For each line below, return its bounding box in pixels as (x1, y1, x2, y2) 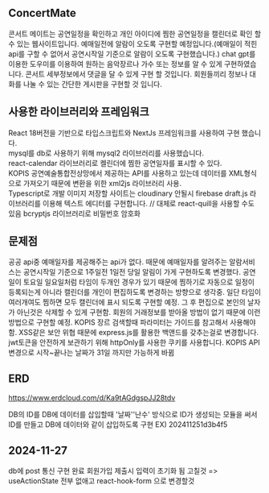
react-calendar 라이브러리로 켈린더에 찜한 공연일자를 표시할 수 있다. (8, 158, 222, 168)
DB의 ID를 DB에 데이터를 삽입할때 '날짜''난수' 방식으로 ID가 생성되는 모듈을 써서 (8, 410, 258, 420)
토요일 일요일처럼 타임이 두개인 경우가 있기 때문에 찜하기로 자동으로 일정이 (22, 277, 255, 287)
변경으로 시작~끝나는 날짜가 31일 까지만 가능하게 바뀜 (8, 348, 175, 358)
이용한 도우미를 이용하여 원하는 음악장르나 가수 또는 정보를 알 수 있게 (8, 59, 222, 68)
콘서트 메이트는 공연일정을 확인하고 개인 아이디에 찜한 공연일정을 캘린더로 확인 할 (8, 28, 262, 39)
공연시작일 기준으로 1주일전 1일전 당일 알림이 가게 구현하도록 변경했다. (22, 267, 242, 277)
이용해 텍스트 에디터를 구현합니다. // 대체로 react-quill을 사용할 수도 (43, 198, 255, 208)
